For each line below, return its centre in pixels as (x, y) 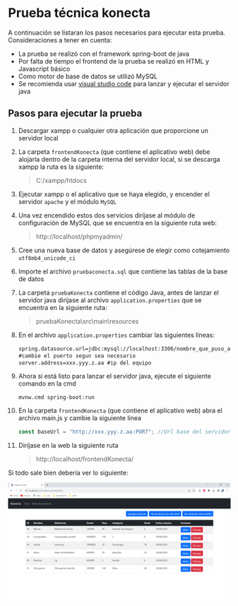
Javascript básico (44, 69)
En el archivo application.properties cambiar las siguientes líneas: (116, 335)
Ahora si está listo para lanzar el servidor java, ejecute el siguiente (114, 376)
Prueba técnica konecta (79, 13)
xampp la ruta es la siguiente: (61, 167)
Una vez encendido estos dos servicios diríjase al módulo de (107, 215)
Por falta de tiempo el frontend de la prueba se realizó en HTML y (114, 61)
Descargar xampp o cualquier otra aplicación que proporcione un (113, 130)
